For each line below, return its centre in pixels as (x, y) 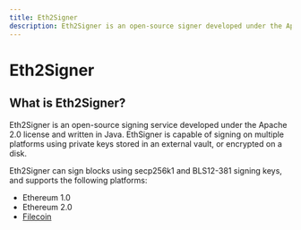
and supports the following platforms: (78, 180)
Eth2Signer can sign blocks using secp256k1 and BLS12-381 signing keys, (146, 170)
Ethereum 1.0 (47, 197)
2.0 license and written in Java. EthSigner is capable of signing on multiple (147, 134)
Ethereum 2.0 (47, 207)
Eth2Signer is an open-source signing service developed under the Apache (148, 124)
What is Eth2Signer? (68, 103)
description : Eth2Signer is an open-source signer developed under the (146, 26)
